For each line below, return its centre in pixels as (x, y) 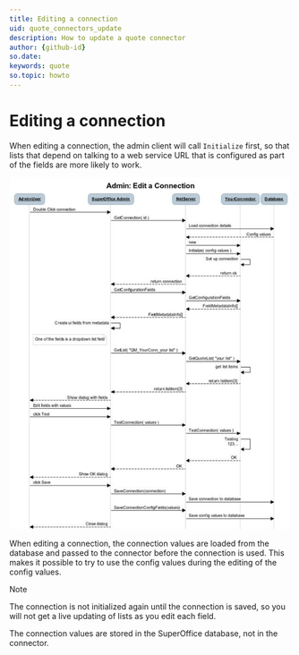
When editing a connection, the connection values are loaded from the (140, 543)
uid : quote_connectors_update (66, 28)
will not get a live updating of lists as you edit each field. (113, 616)
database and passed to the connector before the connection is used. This (147, 553)
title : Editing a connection (64, 19)
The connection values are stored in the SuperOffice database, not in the (144, 633)
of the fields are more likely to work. (76, 165)
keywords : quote (39, 66)
